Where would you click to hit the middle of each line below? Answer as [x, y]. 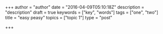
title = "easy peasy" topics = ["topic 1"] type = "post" [59, 17]
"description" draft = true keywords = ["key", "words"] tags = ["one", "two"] [82, 12]
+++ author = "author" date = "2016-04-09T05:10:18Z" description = [75, 7]
